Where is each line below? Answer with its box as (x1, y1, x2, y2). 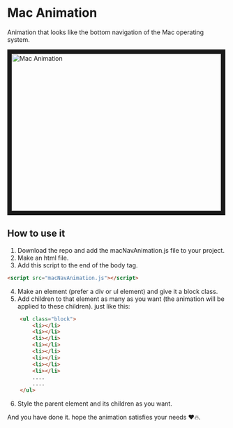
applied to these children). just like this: (17, 302, 130, 310)
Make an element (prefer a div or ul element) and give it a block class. (17, 287, 218, 295)
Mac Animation (7, 5, 98, 21)
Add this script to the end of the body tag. (17, 260, 138, 270)
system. (7, 35, 30, 43)
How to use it (7, 228, 66, 239)
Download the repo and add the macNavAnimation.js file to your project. (17, 246, 225, 254)
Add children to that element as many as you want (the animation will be (17, 295, 225, 303)
